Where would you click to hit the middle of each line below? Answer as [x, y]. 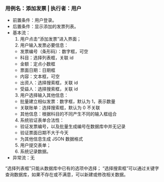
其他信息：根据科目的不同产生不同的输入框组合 [68, 114]
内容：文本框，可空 [40, 76]
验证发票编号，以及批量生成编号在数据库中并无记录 [73, 126]
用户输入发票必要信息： [44, 45]
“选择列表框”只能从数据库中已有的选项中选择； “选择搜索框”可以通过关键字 [82, 168]
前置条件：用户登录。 [34, 20]
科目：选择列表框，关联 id [47, 58]
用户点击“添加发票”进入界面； [50, 39]
